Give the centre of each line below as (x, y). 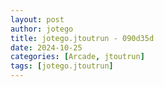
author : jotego (42, 29)
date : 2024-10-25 (46, 47)
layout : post (37, 19)
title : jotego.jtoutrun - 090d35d (82, 38)
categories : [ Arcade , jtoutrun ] (77, 57)
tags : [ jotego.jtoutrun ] (62, 66)
